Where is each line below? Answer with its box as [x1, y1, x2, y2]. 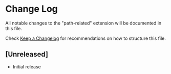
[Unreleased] [5, 50, 49, 59]
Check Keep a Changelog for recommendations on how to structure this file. [5, 35, 166, 41]
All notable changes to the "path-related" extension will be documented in [5, 20, 162, 26]
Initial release [12, 63, 41, 69]
